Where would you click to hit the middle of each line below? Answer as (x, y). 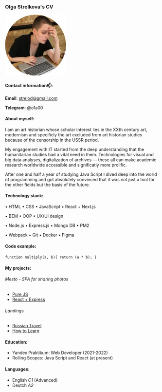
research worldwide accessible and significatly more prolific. (66, 165)
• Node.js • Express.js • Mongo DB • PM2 (47, 225)
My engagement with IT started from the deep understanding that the (75, 149)
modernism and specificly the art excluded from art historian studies (74, 134)
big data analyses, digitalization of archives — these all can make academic (81, 160)
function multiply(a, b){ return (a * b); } (51, 257)
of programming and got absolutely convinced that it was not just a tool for (80, 179)
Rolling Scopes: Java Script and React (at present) (63, 358)
